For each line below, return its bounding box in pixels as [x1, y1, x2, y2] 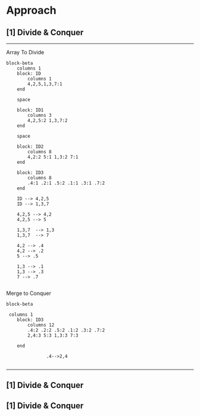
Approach [6, 4, 57, 17]
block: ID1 [17, 107, 44, 113]
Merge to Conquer [6, 290, 52, 297]
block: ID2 [17, 144, 44, 150]
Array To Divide [6, 49, 45, 55]
